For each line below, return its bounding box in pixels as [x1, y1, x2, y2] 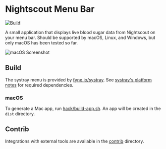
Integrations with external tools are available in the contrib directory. [5, 138, 145, 144]
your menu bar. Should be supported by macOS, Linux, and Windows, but [5, 35, 156, 40]
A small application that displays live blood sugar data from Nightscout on [5, 29, 156, 35]
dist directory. [5, 111, 35, 117]
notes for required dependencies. [5, 82, 73, 88]
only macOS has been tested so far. [5, 39, 78, 45]
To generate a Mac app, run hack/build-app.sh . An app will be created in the [5, 106, 161, 112]
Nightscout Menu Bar [5, 3, 95, 15]
